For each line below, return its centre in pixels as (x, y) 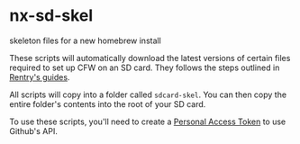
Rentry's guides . (40, 76)
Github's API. (34, 130)
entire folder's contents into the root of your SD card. (108, 103)
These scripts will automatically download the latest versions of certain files (150, 58)
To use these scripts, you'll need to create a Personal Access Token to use (148, 121)
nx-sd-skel (51, 16)
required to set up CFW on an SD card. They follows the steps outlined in (145, 67)
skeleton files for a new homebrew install (86, 40)
